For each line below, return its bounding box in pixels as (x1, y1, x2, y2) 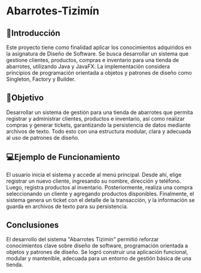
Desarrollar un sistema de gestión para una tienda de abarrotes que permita (6, 109, 193, 116)
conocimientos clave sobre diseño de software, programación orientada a (6, 242, 188, 249)
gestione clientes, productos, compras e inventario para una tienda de (6, 57, 179, 63)
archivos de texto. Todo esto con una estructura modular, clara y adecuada (6, 127, 191, 135)
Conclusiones (6, 220, 59, 231)
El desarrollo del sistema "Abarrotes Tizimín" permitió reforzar (6, 236, 159, 243)
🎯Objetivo (6, 93, 44, 103)
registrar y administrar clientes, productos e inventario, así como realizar (6, 115, 185, 122)
